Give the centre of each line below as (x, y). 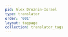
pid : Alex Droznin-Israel (31, 9)
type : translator (22, 14)
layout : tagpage (21, 23)
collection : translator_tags (34, 27)
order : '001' (18, 18)
